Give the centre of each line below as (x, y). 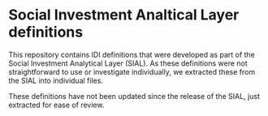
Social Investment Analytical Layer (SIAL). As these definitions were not (128, 63)
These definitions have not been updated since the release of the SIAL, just (134, 96)
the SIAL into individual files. (56, 80)
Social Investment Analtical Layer (124, 15)
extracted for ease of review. (56, 105)
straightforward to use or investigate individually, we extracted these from (132, 71)
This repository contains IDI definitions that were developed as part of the (132, 54)
